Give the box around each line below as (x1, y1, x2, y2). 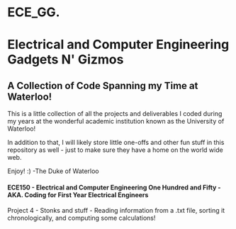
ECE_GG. (7, 4, 60, 20)
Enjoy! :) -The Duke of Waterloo (7, 167, 99, 175)
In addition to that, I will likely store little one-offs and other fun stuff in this (7, 139, 225, 147)
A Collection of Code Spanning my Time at (7, 79, 198, 92)
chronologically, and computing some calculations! (7, 213, 156, 223)
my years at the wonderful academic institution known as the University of (7, 117, 225, 126)
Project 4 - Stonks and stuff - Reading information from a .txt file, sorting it (7, 206, 225, 215)
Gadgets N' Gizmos (7, 52, 124, 68)
